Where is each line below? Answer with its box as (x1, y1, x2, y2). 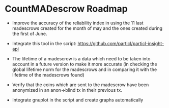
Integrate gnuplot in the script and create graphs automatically (12, 97, 144, 103)
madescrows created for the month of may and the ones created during (12, 25, 163, 31)
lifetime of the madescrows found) (12, 71, 84, 78)
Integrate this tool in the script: (12, 40, 77, 46)
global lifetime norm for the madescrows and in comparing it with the (12, 66, 157, 73)
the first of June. (12, 30, 47, 37)
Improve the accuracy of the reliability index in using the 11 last (12, 20, 144, 26)
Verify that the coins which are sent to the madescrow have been (12, 82, 149, 88)
